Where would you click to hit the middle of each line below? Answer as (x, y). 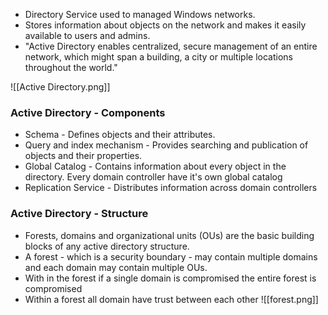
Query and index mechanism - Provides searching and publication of (166, 145)
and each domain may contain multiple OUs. (116, 267)
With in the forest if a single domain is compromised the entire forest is (170, 278)
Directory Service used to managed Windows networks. (140, 14)
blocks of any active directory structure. (107, 246)
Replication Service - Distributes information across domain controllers (171, 188)
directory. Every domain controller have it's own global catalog (153, 177)
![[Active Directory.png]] (60, 87)
